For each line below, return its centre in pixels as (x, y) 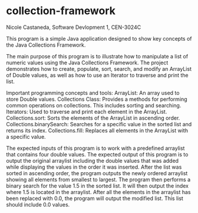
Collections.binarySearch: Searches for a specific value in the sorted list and (99, 124)
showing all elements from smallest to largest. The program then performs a (98, 179)
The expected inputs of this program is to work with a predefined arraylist (95, 148)
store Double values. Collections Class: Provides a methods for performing (97, 99)
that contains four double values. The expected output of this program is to (97, 154)
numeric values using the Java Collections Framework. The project (87, 63)
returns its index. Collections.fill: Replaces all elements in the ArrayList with (97, 130)
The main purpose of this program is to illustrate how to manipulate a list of (97, 56)
